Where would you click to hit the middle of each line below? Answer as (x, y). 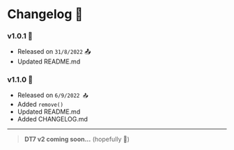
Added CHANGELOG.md (53, 119)
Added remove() (40, 104)
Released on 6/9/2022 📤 (53, 95)
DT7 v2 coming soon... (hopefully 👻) (77, 139)
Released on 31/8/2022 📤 (54, 52)
